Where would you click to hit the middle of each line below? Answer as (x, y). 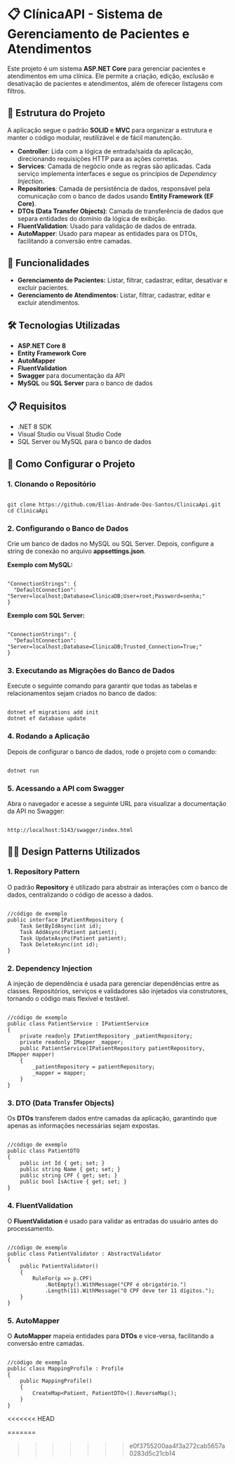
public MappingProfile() (56, 1381)
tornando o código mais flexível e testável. (68, 999)
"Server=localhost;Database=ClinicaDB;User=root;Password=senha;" (106, 596)
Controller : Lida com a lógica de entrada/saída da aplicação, (105, 151)
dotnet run (23, 771)
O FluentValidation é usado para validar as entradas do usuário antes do (113, 1221)
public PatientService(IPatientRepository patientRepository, (113, 1049)
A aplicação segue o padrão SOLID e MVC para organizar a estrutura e (110, 130)
